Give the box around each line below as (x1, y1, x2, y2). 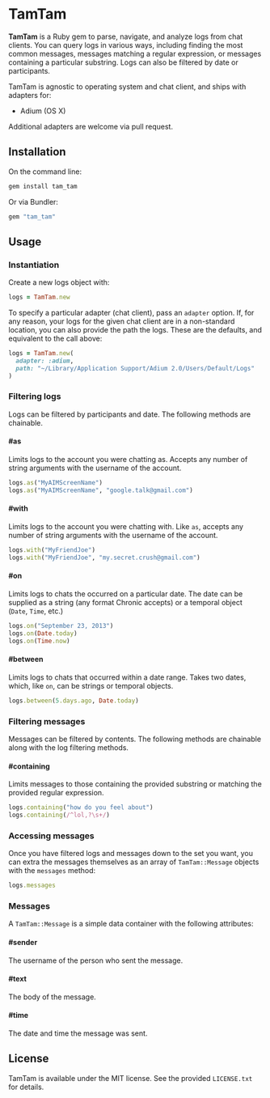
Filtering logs (8, 391, 61, 402)
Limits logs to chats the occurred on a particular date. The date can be (8, 588, 243, 599)
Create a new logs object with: (8, 278, 110, 287)
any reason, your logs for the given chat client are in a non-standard (8, 316, 235, 326)
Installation (8, 145, 66, 159)
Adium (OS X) (19, 106, 66, 116)
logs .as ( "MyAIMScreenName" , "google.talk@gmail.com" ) (8, 486, 194, 494)
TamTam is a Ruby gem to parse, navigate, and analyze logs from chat (8, 32, 243, 41)
